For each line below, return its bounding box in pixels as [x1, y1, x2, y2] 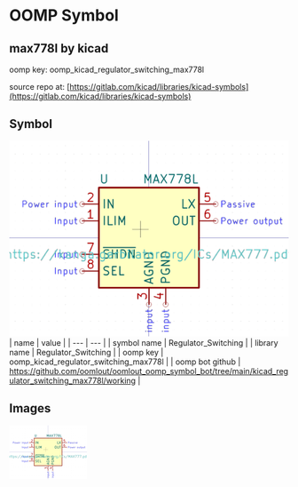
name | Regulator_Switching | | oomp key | [9, 347, 164, 357]
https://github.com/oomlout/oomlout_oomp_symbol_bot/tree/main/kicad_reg [9, 365, 289, 376]
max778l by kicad [9, 41, 109, 56]
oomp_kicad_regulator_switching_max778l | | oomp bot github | [9, 356, 241, 367]
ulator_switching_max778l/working [9, 375, 136, 386]
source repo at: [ [9, 82, 70, 92]
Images [9, 401, 51, 416]
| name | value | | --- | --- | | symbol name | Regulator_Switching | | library [9, 337, 278, 347]
